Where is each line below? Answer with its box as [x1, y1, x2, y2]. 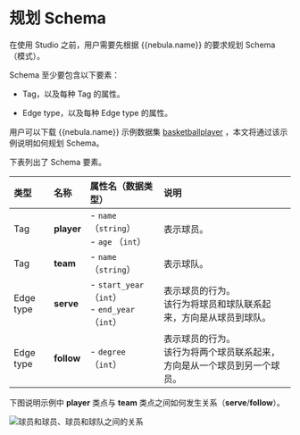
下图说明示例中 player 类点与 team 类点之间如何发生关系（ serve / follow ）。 [9, 397, 286, 407]
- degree [89, 345, 127, 357]
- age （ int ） [89, 235, 146, 247]
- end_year [89, 303, 136, 315]
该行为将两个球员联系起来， [163, 346, 280, 358]
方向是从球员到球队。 [181, 311, 271, 323]
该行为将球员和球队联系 [163, 297, 262, 310]
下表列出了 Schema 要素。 [9, 156, 107, 167]
